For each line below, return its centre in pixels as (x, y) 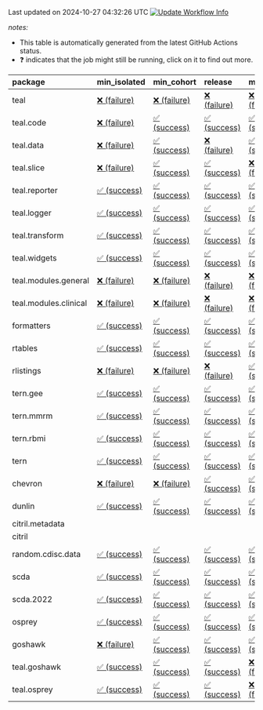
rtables (25, 348)
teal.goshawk (36, 667)
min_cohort (175, 82)
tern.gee (27, 393)
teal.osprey (32, 689)
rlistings (27, 371)
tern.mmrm (32, 416)
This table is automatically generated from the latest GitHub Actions (129, 42)
